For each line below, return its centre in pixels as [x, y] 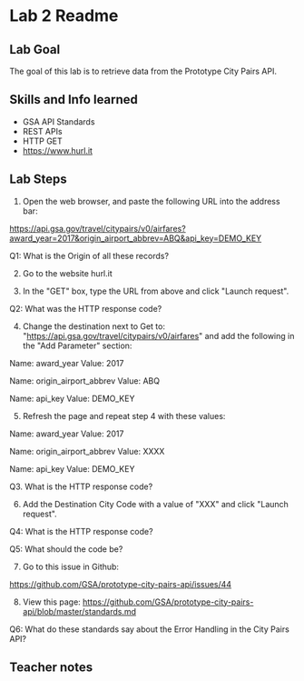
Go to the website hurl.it [68, 273]
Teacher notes [51, 668]
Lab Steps [39, 180]
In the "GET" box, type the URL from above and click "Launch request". [156, 291]
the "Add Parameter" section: [77, 346]
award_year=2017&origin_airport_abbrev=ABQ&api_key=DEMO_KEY [136, 238]
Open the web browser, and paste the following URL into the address [151, 201]
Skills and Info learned [74, 100]
